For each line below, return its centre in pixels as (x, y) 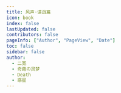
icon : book (20, 18)
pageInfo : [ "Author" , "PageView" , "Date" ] (61, 40)
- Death (22, 75)
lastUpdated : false (31, 29)
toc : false (20, 46)
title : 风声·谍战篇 (29, 12)
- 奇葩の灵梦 (26, 69)
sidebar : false (26, 52)
